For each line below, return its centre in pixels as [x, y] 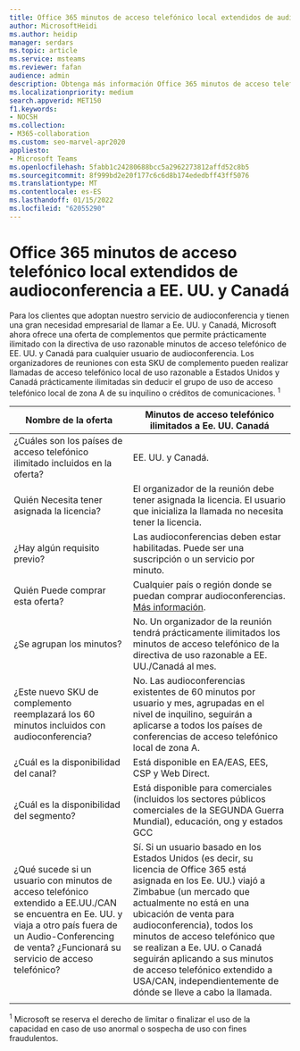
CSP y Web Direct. [171, 773]
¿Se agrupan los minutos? [68, 644]
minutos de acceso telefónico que [204, 937]
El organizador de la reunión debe [204, 489]
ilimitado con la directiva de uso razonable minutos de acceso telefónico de [148, 344]
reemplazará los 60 [54, 714]
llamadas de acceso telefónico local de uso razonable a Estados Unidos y [144, 372]
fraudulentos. [34, 1038]
